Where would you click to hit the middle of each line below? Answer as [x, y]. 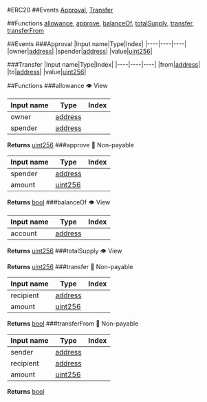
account [24, 233]
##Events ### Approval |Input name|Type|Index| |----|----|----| [97, 44]
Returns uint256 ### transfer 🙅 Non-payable [70, 267]
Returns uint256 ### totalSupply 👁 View [65, 251]
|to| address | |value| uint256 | [47, 72]
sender [22, 352]
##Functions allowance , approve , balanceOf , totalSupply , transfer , [101, 23]
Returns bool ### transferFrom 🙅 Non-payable [73, 324]
